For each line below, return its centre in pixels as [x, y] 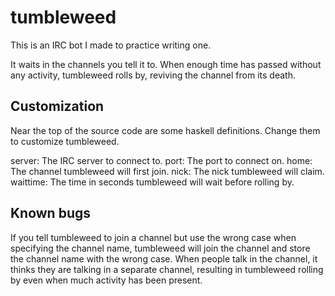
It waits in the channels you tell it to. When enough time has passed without [166, 64]
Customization [57, 106]
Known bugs [51, 213]
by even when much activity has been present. [106, 280]
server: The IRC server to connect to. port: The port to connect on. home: [161, 160]
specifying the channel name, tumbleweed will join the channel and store [160, 248]
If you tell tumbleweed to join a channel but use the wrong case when [153, 237]
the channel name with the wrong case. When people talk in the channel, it [164, 258]
